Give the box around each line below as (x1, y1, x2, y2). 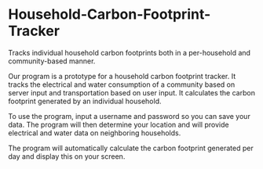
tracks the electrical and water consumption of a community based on (8, 80, 236, 89)
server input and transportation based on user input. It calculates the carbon (8, 88, 255, 97)
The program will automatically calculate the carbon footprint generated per (8, 143, 254, 153)
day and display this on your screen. (8, 151, 126, 161)
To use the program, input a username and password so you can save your (8, 111, 251, 120)
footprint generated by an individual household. (8, 96, 162, 106)
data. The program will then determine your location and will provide (8, 120, 229, 129)
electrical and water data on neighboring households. (8, 128, 181, 138)
